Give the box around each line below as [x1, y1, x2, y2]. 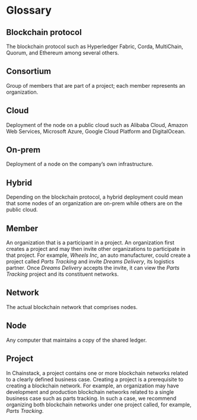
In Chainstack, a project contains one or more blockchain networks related [6, 369, 189, 377]
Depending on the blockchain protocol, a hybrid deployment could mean [6, 193, 183, 201]
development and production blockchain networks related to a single [6, 388, 174, 395]
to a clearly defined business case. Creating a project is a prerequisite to [6, 376, 184, 383]
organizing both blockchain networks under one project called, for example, [6, 401, 192, 408]
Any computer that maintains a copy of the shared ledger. [6, 336, 147, 343]
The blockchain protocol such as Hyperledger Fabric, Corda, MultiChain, [6, 43, 183, 50]
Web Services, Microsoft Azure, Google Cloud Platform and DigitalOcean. [6, 128, 186, 135]
